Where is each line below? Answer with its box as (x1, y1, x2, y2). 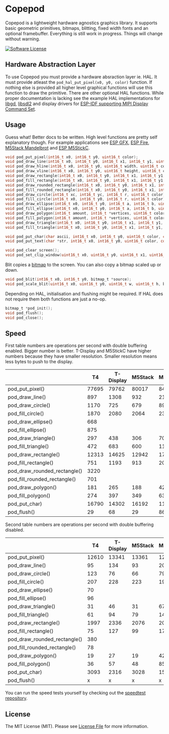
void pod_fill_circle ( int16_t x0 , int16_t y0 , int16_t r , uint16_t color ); (5, 197, 167, 202)
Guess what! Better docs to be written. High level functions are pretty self (5, 134, 157, 140)
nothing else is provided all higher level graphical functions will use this (5, 84, 153, 90)
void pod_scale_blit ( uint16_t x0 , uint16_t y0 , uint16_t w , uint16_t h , (5, 281, 161, 286)
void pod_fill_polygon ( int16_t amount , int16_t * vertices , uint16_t (5, 215, 152, 220)
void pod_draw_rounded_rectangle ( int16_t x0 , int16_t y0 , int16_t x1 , (5, 182, 156, 187)
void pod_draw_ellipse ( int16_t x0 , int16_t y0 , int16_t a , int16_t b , (5, 202, 156, 207)
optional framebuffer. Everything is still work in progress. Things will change (5, 30, 163, 36)
